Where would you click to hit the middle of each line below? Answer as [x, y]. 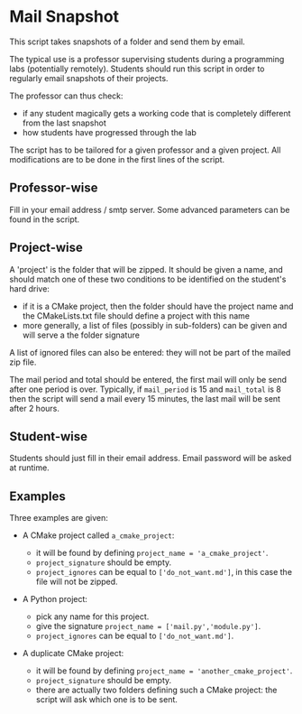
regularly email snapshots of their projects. [89, 78]
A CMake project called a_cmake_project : [98, 535]
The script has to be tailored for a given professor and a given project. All [145, 150]
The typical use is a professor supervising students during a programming [147, 59]
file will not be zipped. [77, 582]
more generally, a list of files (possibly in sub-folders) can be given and [155, 325]
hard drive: [29, 288]
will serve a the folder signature [81, 335]
